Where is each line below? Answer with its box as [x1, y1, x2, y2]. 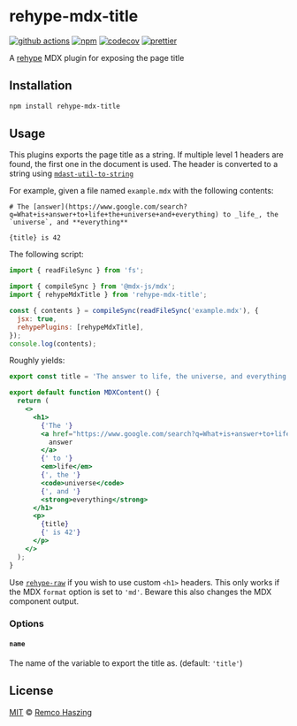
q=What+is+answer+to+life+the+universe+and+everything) [9, 210, 219, 219]
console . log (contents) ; [9, 339, 97, 348]
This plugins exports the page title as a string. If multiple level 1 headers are [9, 149, 285, 160]
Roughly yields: [9, 355, 65, 366]
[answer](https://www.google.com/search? [32, 203, 188, 211]
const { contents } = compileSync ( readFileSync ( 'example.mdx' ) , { [9, 307, 259, 316]
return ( [17, 396, 49, 406]
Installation [9, 78, 72, 94]
